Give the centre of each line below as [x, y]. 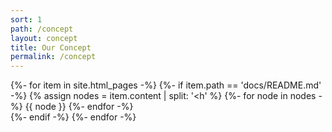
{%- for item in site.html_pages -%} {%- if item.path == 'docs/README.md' [166, 85]
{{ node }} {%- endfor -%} [79, 107]
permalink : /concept [53, 57]
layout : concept [44, 38]
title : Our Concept [51, 47]
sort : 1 [26, 19]
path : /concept [42, 29]
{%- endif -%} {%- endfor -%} [73, 117]
